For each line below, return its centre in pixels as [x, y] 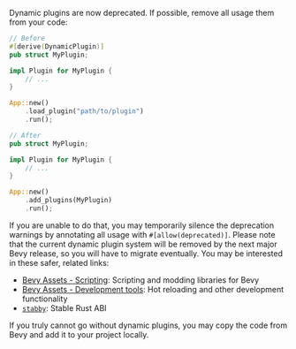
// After [25, 135]
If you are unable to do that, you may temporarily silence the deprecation [142, 225]
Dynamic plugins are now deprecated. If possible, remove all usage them [142, 13]
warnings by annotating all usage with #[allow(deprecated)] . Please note [142, 234]
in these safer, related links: [59, 262]
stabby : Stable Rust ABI [65, 307]
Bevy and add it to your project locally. [79, 334]
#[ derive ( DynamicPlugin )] [57, 46]
